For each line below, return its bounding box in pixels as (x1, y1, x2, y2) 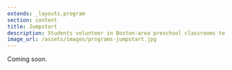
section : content (7, 17, 58, 24)
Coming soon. (7, 55, 47, 63)
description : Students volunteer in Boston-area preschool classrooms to (7, 29, 226, 37)
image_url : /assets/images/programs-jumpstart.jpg (7, 36, 157, 43)
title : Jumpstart (7, 23, 58, 30)
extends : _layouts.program (7, 10, 85, 17)
